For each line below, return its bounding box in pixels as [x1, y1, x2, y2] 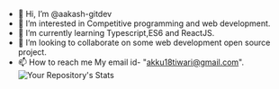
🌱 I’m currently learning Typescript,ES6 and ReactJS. [17, 28, 215, 38]
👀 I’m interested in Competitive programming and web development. [17, 18, 271, 29]
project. [17, 47, 47, 58]
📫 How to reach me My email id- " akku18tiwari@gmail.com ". [17, 57, 245, 67]
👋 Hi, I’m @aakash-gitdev [17, 9, 112, 19]
